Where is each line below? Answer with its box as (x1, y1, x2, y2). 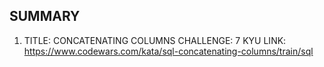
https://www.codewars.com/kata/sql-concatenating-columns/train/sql (23, 45, 314, 57)
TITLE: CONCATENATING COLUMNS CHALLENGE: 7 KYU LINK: (23, 34, 287, 46)
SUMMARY (9, 8, 81, 25)
